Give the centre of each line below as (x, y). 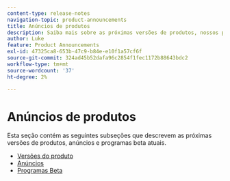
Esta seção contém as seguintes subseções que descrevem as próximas (110, 136)
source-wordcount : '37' (41, 70)
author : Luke (26, 39)
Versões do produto (45, 156)
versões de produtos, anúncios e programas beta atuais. (87, 143)
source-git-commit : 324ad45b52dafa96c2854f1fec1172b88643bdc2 (98, 58)
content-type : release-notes (49, 13)
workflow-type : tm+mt (38, 64)
